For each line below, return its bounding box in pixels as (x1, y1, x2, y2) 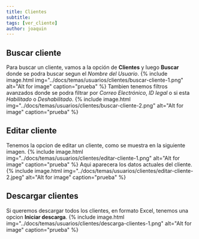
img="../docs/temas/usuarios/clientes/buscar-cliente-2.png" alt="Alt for (6, 102, 184, 109)
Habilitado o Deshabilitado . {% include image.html (6, 95, 131, 103)
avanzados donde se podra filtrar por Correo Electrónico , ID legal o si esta (6, 89, 190, 97)
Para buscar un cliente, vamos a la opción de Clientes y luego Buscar (6, 64, 179, 71)
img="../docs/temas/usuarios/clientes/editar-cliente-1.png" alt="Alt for (6, 154, 180, 162)
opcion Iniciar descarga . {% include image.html (6, 213, 125, 220)
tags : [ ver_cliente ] (6, 20, 58, 26)
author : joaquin (6, 25, 47, 32)
